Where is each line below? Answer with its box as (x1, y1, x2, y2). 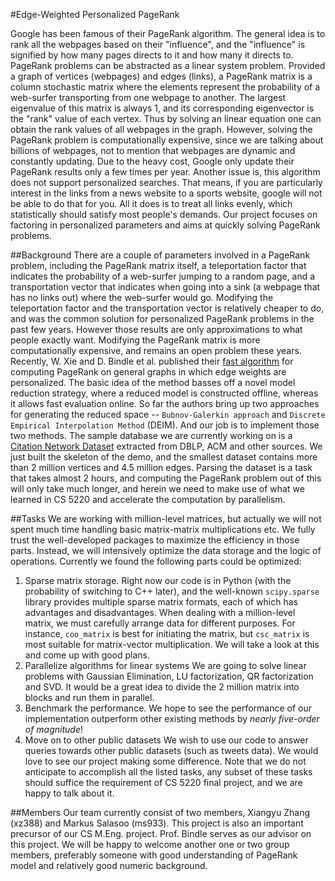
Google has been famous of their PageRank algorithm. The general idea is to (10, 28, 326, 39)
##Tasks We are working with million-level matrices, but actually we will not (10, 513, 322, 524)
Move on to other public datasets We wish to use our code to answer (24, 734, 309, 746)
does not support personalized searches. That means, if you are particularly (10, 177, 323, 188)
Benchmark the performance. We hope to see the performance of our (24, 702, 313, 714)
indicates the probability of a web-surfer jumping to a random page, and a (10, 270, 316, 282)
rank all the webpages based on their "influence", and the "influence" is (10, 39, 306, 50)
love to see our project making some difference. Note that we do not (24, 755, 307, 767)
